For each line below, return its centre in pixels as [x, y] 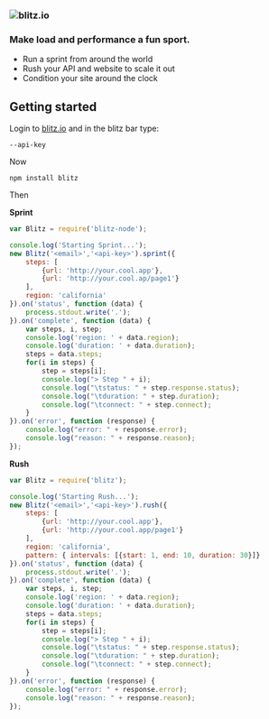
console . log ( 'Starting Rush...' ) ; [74, 496]
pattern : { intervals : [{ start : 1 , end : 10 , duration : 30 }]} [143, 555]
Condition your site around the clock [90, 78]
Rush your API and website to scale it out [99, 69]
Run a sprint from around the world [88, 60]
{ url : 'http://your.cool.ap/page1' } [111, 279]
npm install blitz [44, 179]
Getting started [53, 107]
